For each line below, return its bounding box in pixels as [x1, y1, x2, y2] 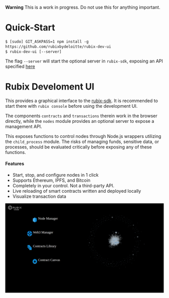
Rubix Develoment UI [5, 81, 95, 93]
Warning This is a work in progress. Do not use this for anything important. [5, 5, 160, 10]
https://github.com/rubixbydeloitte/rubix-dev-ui [5, 44, 112, 49]
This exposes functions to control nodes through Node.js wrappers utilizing [5, 133, 161, 139]
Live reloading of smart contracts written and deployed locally [12, 188, 141, 194]
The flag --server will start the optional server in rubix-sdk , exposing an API [5, 58, 163, 64]
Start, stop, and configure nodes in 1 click [12, 172, 99, 178]
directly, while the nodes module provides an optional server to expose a [5, 118, 154, 124]
